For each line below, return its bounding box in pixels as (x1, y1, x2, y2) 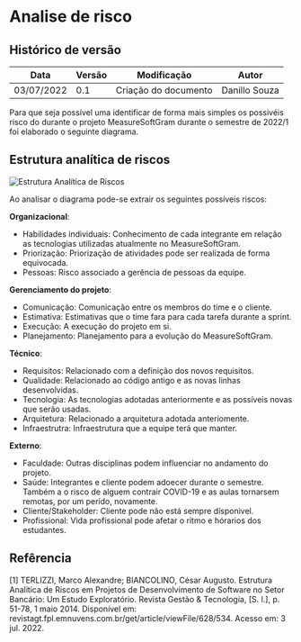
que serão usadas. (22, 403, 92, 414)
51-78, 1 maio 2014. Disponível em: (9, 603, 137, 614)
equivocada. (22, 257, 69, 267)
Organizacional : (9, 211, 70, 222)
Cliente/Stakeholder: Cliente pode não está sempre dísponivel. (22, 505, 254, 516)
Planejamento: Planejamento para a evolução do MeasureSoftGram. (22, 330, 273, 341)
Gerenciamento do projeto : (9, 284, 112, 294)
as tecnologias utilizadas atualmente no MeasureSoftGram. (22, 238, 241, 249)
